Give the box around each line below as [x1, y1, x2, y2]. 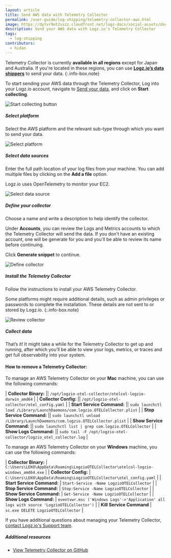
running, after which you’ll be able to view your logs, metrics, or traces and [5, 346, 162, 353]
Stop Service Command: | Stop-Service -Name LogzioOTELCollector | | [5, 485, 154, 491]
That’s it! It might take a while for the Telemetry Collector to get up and [5, 341, 153, 347]
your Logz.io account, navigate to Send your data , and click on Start [5, 85, 149, 92]
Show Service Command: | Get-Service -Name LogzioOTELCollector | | [5, 491, 154, 497]
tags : [5, 31, 17, 36]
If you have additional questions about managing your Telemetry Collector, [5, 517, 162, 523]
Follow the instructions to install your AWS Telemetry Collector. [5, 286, 137, 292]
